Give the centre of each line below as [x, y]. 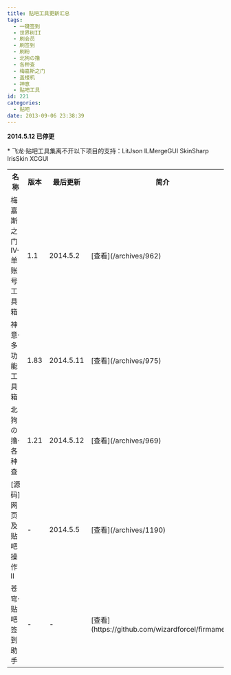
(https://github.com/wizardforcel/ [144, 629]
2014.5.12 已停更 [31, 136]
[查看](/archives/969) [126, 441]
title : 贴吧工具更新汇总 [38, 13]
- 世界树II [27, 33]
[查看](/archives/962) [126, 256]
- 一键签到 [27, 26]
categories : [24, 103]
